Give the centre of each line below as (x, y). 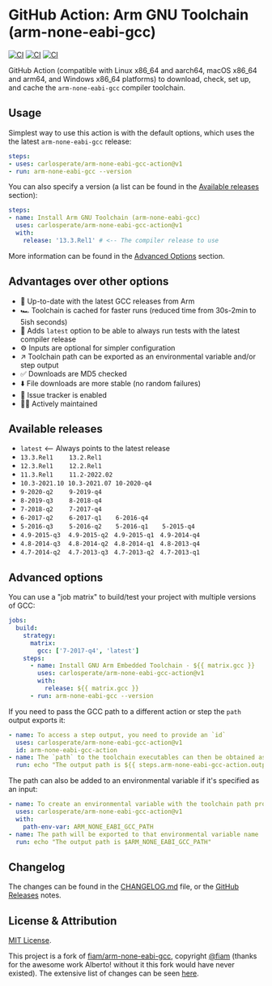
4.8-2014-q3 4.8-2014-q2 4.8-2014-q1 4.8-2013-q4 (110, 544)
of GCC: (22, 605)
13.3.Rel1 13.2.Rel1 (61, 458)
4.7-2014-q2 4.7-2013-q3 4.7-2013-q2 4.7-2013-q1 (110, 553)
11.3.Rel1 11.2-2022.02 (66, 475)
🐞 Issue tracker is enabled (63, 394)
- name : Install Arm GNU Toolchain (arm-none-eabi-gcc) (104, 218)
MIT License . (30, 941)
